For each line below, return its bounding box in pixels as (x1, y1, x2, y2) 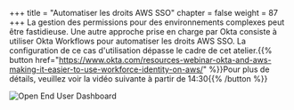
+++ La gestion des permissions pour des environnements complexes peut (9, 17, 285, 27)
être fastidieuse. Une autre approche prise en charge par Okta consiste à (9, 27, 278, 36)
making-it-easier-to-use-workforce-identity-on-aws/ (9, 64, 203, 75)
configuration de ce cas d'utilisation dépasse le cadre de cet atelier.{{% (9, 45, 273, 56)
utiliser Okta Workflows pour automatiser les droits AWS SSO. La (9, 35, 247, 46)
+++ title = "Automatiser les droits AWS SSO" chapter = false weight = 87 (9, 8, 279, 18)
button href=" (9, 55, 60, 65)
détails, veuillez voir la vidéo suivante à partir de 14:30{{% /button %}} (9, 74, 268, 83)
